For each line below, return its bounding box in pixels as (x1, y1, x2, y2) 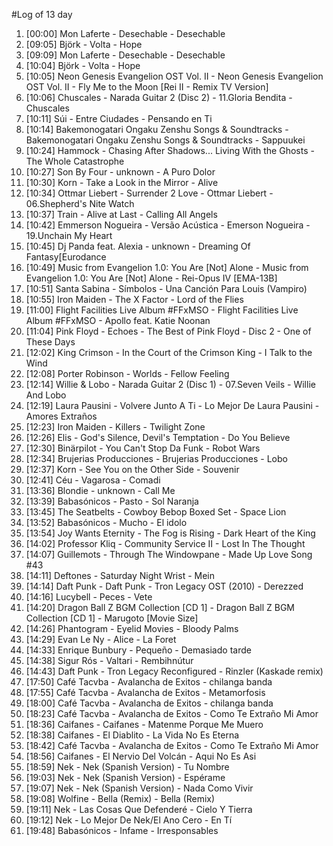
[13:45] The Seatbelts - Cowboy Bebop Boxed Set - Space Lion (25, 506, 287, 518)
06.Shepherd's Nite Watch (25, 198, 135, 209)
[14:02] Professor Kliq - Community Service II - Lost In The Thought (25, 538, 306, 549)
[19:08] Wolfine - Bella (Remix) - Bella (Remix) (25, 793, 216, 804)
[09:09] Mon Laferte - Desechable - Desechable (25, 49, 226, 61)
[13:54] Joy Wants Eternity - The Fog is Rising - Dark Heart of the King (25, 527, 316, 539)
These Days (25, 336, 76, 348)
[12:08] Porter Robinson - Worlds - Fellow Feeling (25, 368, 230, 379)
